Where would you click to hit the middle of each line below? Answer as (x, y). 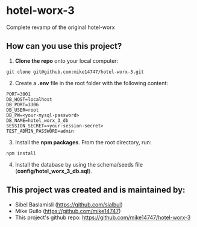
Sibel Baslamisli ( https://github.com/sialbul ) (69, 204)
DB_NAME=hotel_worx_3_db (37, 120)
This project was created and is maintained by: (96, 190)
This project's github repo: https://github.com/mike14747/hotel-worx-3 (103, 217)
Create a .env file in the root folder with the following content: (92, 83)
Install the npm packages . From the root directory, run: (83, 142)
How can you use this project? (64, 46)
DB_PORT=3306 (23, 104)
